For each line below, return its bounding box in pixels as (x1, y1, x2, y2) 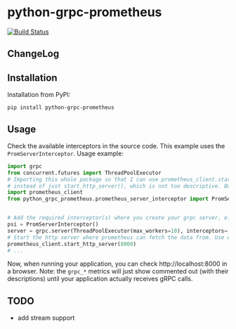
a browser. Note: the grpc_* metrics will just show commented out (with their (7, 267, 229, 276)
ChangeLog (7, 48, 60, 60)
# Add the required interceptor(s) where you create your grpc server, (7, 214, 221, 221)
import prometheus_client (7, 189, 83, 196)
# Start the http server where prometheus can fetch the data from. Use (7, 233, 225, 241)
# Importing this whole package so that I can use (7, 176, 159, 183)
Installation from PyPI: (7, 91, 71, 99)
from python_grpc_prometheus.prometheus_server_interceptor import (7, 195, 209, 202)
